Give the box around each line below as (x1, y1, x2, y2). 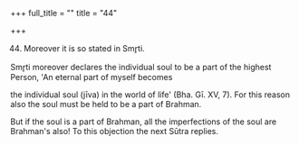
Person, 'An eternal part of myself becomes (10, 72, 173, 82)
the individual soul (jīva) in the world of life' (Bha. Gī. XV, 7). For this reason (10, 89, 291, 100)
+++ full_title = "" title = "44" (10, 8, 118, 18)
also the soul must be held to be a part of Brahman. (10, 99, 202, 109)
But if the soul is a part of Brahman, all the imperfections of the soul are (10, 116, 277, 127)
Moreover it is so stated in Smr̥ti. (23, 43, 146, 53)
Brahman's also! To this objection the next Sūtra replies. (10, 126, 218, 136)
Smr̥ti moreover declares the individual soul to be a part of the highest (10, 62, 272, 72)
